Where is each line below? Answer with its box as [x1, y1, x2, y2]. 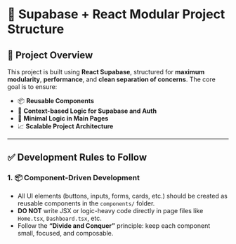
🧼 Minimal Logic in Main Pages [17, 114, 109, 122]
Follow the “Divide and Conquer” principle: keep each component [17, 221, 211, 230]
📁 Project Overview [7, 49, 93, 61]
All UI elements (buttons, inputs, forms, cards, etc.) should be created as [17, 191, 228, 200]
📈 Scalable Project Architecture [17, 122, 114, 130]
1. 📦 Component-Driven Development [7, 173, 140, 183]
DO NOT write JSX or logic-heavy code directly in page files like [17, 206, 204, 215]
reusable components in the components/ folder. [17, 199, 155, 208]
